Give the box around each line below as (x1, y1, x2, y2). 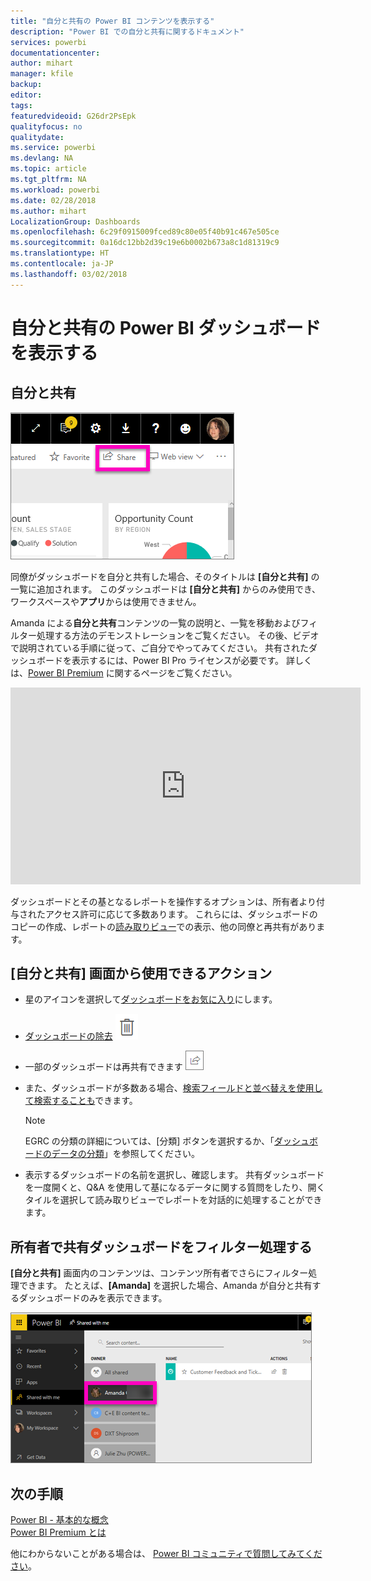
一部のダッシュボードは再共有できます (24, 1061, 183, 1073)
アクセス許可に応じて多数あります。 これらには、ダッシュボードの (44, 908, 318, 920)
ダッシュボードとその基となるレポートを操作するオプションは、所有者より (10, 895, 317, 907)
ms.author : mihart (10, 206, 87, 216)
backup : (10, 80, 43, 90)
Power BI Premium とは (10, 1526, 107, 1539)
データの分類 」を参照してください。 (51, 1148, 200, 1160)
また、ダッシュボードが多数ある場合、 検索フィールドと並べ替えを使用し (24, 1082, 323, 1094)
